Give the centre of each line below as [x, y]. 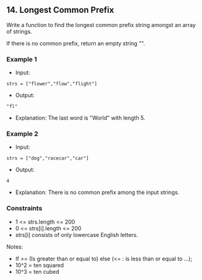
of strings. [19, 31]
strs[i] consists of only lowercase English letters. [76, 235]
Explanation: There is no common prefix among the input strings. [97, 192]
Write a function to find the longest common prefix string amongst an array [101, 25]
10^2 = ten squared [40, 265]
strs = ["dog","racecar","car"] [48, 158]
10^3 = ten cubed [37, 271]
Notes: [15, 247]
